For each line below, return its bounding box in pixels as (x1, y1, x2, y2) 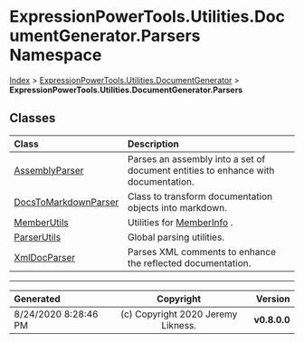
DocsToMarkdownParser (14, 195, 119, 208)
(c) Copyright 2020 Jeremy (120, 308, 238, 320)
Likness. (161, 319, 197, 331)
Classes (9, 110, 56, 126)
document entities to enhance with (128, 164, 275, 176)
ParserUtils (14, 231, 62, 243)
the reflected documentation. (128, 256, 252, 269)
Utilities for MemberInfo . (128, 215, 233, 228)
